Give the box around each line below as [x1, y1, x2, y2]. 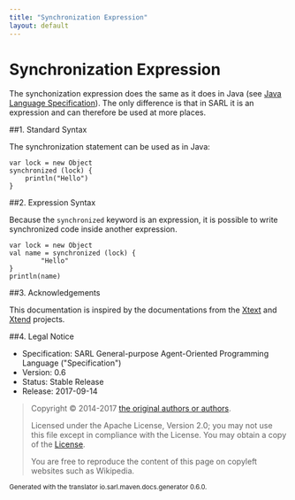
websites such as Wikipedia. [30, 465, 135, 476]
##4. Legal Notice [9, 331, 75, 342]
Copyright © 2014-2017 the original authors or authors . [30, 404, 231, 414]
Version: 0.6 [21, 367, 66, 378]
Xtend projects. [9, 314, 65, 325]
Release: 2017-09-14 [21, 386, 98, 396]
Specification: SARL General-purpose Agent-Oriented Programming [21, 349, 269, 359]
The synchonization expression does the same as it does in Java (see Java [9, 88, 282, 99]
